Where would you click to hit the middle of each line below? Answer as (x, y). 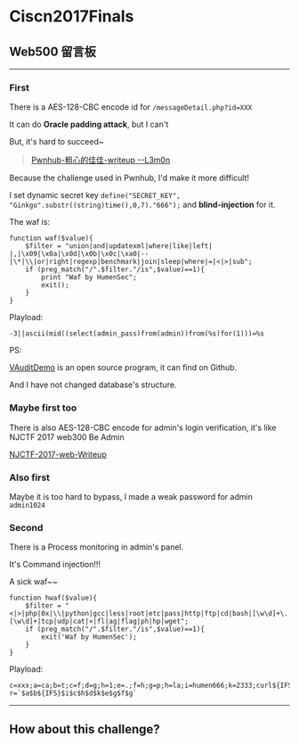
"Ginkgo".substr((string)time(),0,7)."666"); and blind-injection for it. (142, 205)
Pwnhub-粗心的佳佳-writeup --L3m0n (101, 160)
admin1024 (28, 505)
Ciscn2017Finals (72, 17)
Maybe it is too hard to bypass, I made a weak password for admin (131, 496)
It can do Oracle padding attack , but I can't (89, 124)
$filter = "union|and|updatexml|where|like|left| (119, 246)
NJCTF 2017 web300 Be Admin (67, 437)
